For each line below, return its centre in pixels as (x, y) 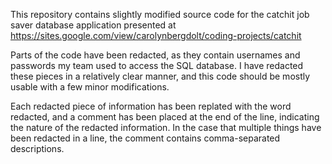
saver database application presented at (93, 25)
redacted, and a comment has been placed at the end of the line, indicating (165, 117)
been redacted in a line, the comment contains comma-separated (145, 138)
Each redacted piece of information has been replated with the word (151, 106)
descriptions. (37, 148)
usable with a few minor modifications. (90, 87)
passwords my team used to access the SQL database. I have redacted (157, 65)
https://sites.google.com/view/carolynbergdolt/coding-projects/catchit (156, 35)
